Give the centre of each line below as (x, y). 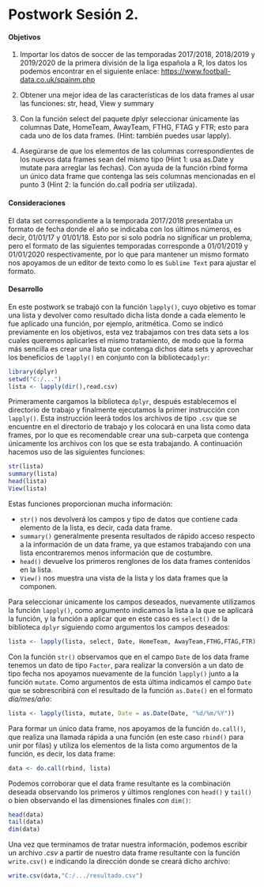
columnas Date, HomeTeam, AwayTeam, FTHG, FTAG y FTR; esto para (134, 128)
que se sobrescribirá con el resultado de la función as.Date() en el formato (130, 690)
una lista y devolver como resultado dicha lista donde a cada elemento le (127, 315)
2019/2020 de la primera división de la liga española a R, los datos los (133, 63)
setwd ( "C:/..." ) (35, 379)
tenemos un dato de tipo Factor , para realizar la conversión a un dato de (126, 665)
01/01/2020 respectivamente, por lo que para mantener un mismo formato (128, 254)
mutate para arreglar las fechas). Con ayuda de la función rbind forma (134, 168)
